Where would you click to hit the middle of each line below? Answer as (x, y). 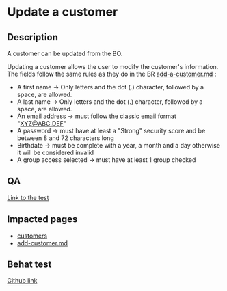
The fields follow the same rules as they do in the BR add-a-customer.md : (112, 74)
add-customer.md (42, 242)
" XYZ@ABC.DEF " (42, 123)
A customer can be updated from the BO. (65, 53)
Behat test (29, 265)
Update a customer (63, 12)
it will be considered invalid (55, 152)
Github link (22, 281)
